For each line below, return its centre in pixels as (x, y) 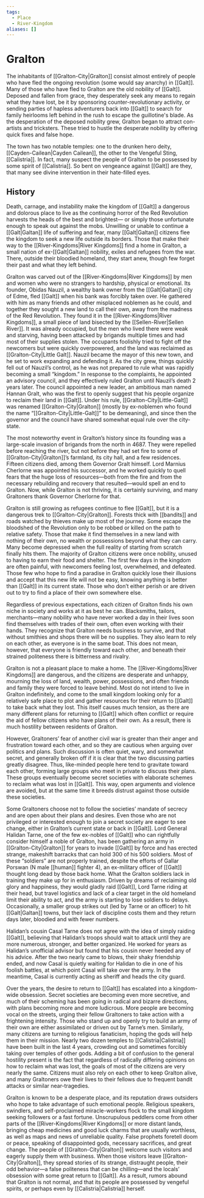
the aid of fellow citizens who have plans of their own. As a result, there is (99, 720)
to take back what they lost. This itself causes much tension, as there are (98, 707)
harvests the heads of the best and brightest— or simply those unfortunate (100, 219)
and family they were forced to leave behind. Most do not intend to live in (98, 688)
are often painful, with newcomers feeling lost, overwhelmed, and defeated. (101, 567)
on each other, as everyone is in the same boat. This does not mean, (92, 643)
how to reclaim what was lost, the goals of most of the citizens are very (96, 1066)
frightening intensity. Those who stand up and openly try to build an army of (102, 1021)
